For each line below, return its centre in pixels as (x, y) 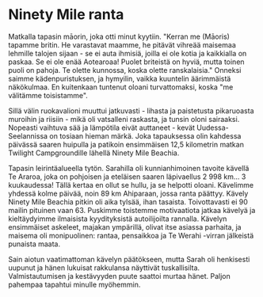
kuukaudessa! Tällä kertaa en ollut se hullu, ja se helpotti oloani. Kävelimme (131, 185)
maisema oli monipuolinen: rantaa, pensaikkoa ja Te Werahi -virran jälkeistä (131, 235)
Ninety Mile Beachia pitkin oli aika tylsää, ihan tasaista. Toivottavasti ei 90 (128, 202)
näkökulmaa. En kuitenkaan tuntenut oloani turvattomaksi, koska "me (121, 87)
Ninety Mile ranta (66, 15)
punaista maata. (34, 244)
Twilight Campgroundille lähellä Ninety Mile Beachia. (94, 153)
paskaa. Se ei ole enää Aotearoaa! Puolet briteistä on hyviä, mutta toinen (126, 62)
